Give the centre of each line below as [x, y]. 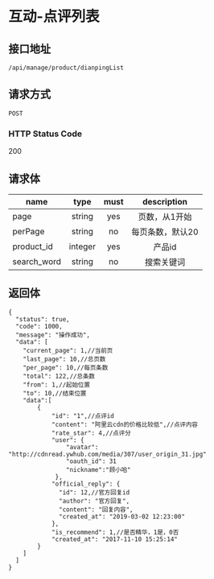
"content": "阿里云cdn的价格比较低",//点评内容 [125, 424]
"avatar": [82, 447]
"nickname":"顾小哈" [98, 469]
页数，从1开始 [165, 217]
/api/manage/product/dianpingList [66, 68]
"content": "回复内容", [97, 509]
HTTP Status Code [45, 134]
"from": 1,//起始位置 [57, 385]
